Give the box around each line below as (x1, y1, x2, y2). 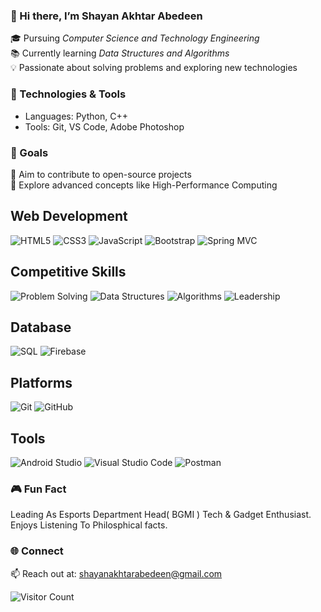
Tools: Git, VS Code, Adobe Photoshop (24, 120, 185, 133)
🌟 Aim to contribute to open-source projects (10, 168, 192, 180)
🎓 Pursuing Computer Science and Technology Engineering (10, 32, 260, 44)
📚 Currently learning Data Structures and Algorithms (10, 47, 230, 59)
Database (10, 319, 72, 336)
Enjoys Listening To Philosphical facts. (10, 519, 168, 531)
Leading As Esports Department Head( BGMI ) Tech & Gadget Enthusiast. (10, 509, 312, 521)
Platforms (10, 374, 73, 391)
